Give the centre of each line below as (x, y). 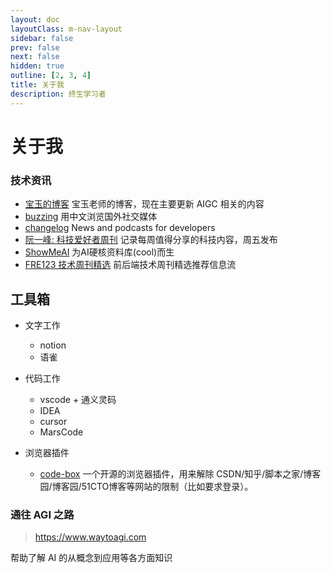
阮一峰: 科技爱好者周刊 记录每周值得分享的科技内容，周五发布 (151, 240)
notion (53, 345)
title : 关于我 (37, 85)
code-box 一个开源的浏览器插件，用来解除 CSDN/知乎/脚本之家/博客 (180, 473)
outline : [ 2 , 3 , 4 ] (51, 76)
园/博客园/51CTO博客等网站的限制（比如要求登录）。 (146, 486)
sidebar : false (42, 38)
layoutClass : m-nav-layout (66, 29)
